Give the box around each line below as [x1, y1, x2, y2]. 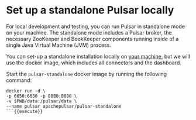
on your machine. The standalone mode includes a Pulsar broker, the [6, 29, 172, 36]
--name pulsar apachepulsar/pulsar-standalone [6, 103, 122, 109]
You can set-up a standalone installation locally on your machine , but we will [6, 53, 190, 60]
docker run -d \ [6, 88, 46, 94]
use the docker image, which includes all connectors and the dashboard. [6, 59, 181, 66]
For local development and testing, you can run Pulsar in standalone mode [6, 23, 185, 30]
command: [6, 77, 32, 84]
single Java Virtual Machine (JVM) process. [6, 42, 111, 49]
